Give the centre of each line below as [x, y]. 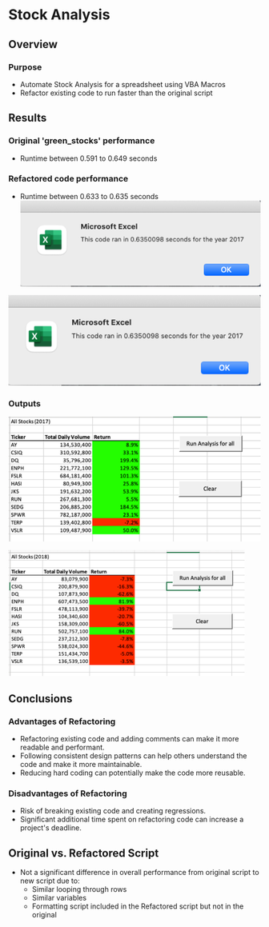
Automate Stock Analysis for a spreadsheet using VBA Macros [122, 84]
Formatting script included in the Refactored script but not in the [138, 906]
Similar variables [59, 898]
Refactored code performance [68, 179]
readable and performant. [62, 747]
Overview [33, 44]
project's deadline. [51, 828]
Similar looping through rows [79, 889]
